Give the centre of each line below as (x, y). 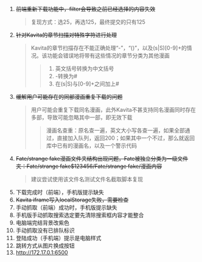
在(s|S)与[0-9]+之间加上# (87, 84)
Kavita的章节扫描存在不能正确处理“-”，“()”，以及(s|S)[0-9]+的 (109, 48)
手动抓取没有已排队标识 (45, 230)
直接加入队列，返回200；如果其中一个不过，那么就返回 (126, 138)
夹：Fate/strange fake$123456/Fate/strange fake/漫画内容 (89, 166)
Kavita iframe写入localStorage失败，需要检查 (72, 200)
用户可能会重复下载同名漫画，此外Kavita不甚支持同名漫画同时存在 (113, 110)
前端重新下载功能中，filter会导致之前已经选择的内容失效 (85, 9)
